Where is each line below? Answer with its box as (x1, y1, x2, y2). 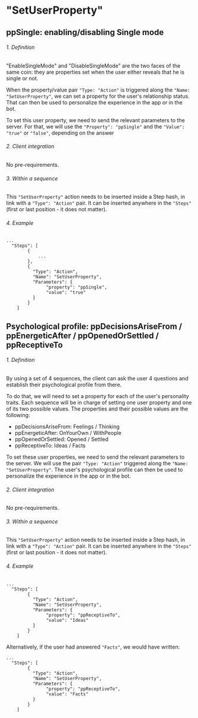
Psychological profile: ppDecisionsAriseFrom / (6, 321, 183, 331)
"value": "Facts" (46, 691, 89, 697)
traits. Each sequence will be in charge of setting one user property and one (6, 399, 192, 406)
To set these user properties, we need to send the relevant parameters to (6, 453, 185, 460)
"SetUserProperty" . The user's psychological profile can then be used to (6, 466, 183, 473)
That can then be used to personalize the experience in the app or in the (6, 99, 183, 106)
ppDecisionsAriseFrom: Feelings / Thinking (14, 422, 120, 430)
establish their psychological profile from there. (6, 381, 122, 388)
